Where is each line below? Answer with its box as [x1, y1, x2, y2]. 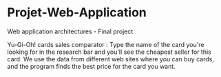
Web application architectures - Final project [7, 27, 134, 35]
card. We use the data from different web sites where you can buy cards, [7, 55, 215, 63]
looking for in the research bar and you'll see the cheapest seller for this [7, 48, 211, 56]
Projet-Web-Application [7, 5, 147, 20]
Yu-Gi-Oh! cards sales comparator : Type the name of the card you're [7, 40, 204, 48]
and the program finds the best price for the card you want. [7, 62, 176, 70]
